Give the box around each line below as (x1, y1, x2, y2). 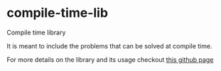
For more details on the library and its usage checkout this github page (6, 55, 214, 64)
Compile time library (6, 28, 66, 37)
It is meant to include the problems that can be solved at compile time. (6, 41, 212, 50)
